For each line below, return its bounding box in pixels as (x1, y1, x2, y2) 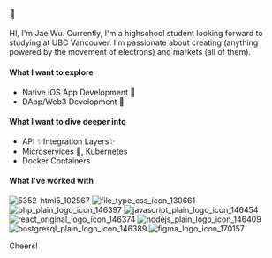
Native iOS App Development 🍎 (21, 87, 136, 97)
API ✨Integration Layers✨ (21, 136, 117, 147)
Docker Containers (21, 155, 91, 166)
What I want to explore (9, 66, 94, 78)
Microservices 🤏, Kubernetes (21, 146, 128, 156)
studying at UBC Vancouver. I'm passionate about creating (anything (9, 37, 259, 48)
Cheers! (9, 240, 38, 251)
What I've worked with (9, 176, 94, 186)
